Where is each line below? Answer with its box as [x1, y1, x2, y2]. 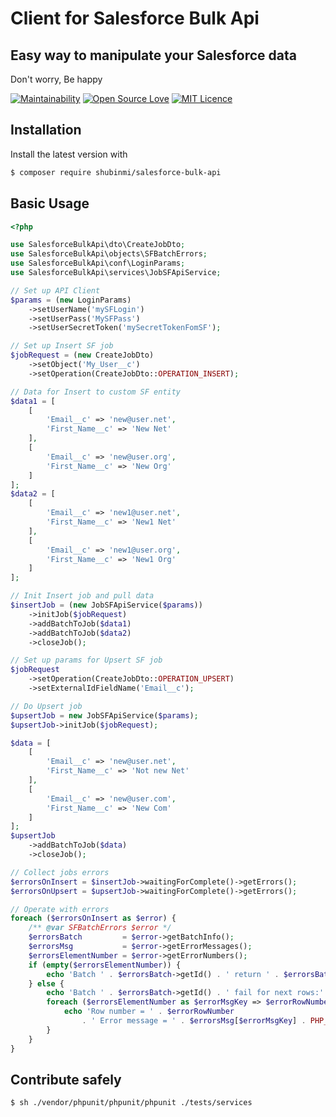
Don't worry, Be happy [10, 73, 103, 85]
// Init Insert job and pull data [10, 591, 155, 601]
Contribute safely [10, 1071, 122, 1088]
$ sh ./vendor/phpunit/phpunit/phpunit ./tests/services [10, 1098, 253, 1108]
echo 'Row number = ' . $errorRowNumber [63, 1007, 235, 1017]
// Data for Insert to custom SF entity [10, 387, 182, 397]
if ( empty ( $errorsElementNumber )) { [28, 960, 182, 970]
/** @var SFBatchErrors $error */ [28, 923, 172, 933]
